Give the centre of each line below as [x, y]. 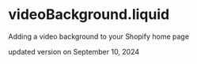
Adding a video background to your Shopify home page [99, 36]
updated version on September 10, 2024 [74, 51]
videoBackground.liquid [89, 15]
